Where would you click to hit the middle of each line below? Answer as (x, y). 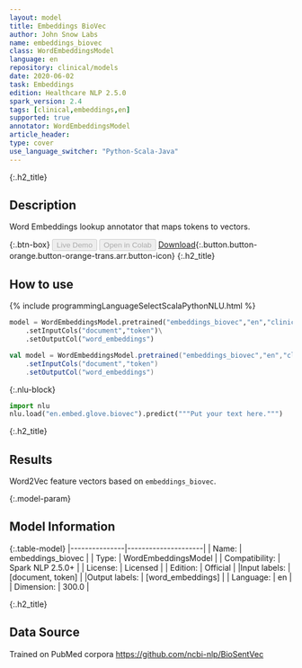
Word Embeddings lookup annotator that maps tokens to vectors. (130, 227)
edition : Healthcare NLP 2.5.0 (68, 93)
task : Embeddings (42, 85)
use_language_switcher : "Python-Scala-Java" (94, 151)
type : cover (31, 143)
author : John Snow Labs (54, 34)
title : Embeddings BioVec (58, 26)
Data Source (44, 632)
